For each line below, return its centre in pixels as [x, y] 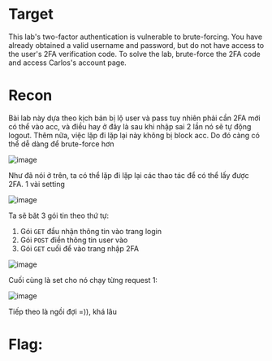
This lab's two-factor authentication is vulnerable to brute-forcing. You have [135, 37]
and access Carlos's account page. [68, 63]
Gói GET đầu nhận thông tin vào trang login [91, 231]
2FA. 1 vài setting [37, 184]
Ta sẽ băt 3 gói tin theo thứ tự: [59, 215]
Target [31, 14]
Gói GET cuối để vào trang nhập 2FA [80, 248]
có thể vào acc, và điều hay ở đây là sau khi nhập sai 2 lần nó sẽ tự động [130, 126]
